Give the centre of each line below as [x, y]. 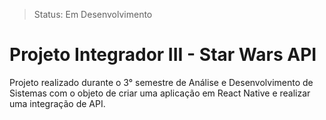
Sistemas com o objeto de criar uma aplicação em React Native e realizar [160, 93]
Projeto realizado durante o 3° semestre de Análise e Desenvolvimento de [161, 82]
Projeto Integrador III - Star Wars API [163, 55]
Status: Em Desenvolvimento [93, 14]
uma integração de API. [57, 103]
